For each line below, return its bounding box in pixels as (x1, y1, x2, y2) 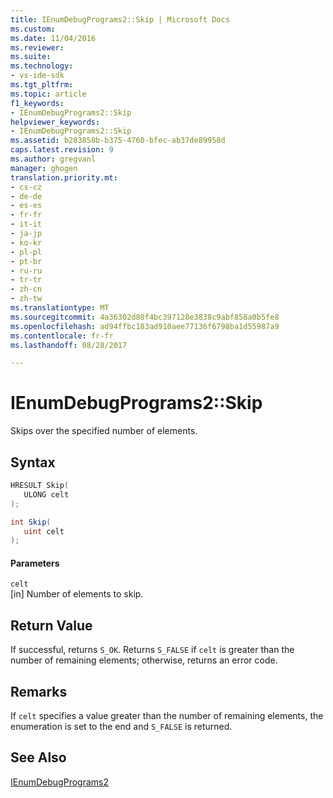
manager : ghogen (10, 163, 78, 173)
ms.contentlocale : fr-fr (10, 331, 114, 341)
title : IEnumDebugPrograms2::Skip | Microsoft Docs (10, 14, 230, 25)
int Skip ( (10, 517, 52, 527)
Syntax (10, 454, 56, 471)
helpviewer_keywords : (10, 117, 101, 127)
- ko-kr (10, 237, 43, 248)
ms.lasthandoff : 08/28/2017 (10, 340, 128, 350)
